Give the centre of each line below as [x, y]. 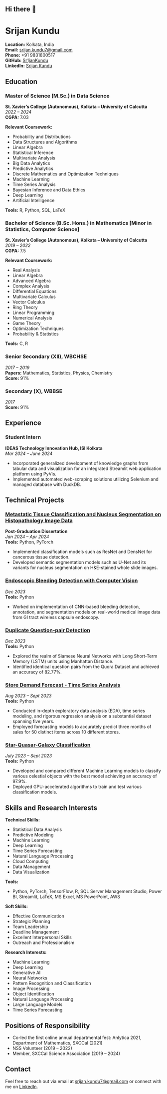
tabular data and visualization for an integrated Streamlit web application [87, 468]
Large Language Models [37, 1004]
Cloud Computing [30, 861]
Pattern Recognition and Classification [52, 983]
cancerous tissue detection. [41, 557]
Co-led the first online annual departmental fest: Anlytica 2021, [77, 1037]
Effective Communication [38, 916]
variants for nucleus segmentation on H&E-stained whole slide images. [85, 567]
